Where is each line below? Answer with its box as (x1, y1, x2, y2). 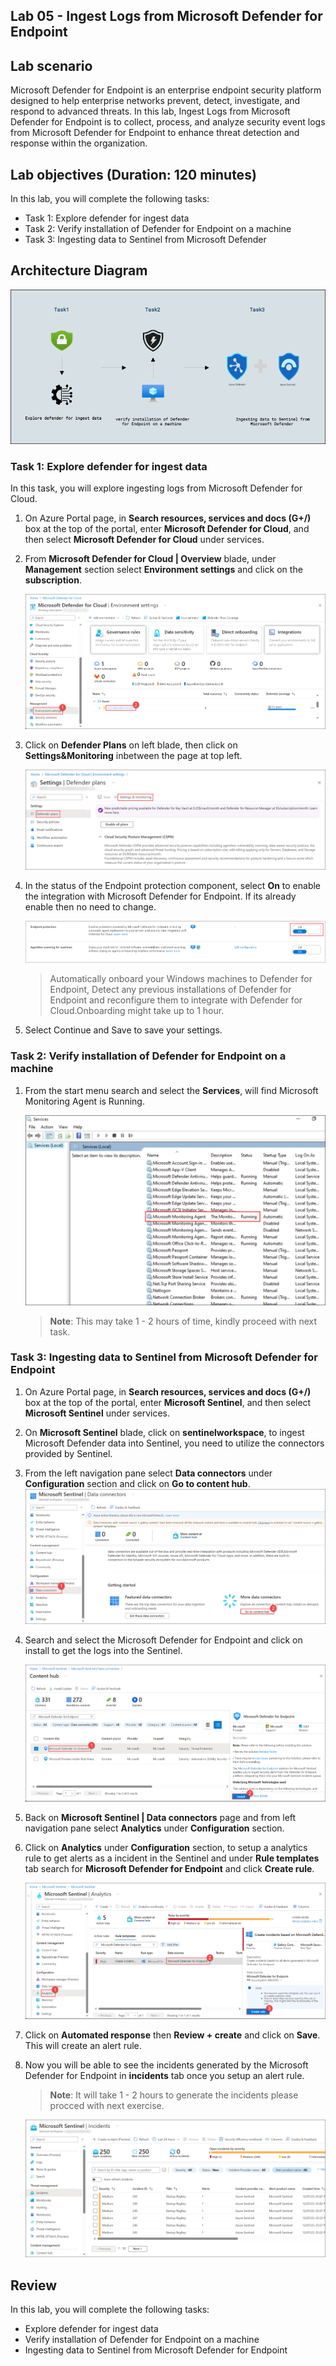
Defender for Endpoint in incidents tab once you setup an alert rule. (24, 2069, 305, 2081)
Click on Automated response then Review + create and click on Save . (24, 2029, 321, 2041)
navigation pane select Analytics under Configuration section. (24, 1822, 285, 1834)
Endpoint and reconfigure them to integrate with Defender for (49, 994, 303, 1006)
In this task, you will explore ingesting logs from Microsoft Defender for (10, 482, 303, 494)
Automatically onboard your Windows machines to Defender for (49, 973, 313, 985)
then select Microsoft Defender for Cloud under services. (24, 533, 265, 545)
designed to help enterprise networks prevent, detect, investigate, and (10, 95, 301, 107)
